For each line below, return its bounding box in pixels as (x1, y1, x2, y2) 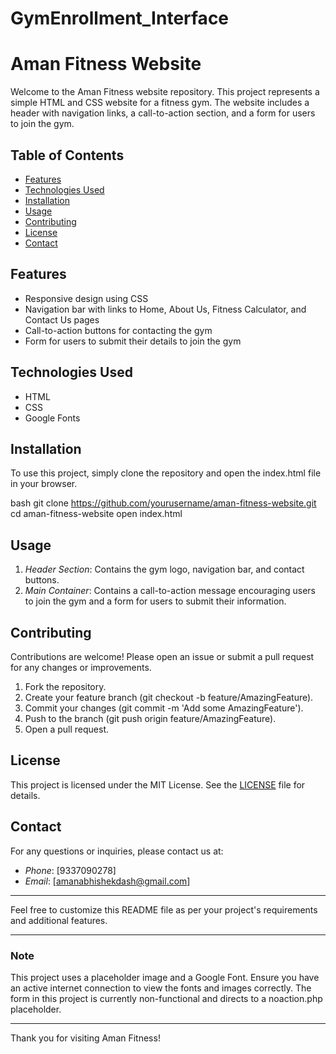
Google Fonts (24, 412, 81, 424)
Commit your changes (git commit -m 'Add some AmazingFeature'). (24, 702, 304, 714)
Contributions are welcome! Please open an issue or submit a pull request (10, 651, 315, 662)
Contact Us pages (24, 313, 100, 326)
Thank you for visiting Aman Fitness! (10, 1032, 161, 1044)
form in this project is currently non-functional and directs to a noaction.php (10, 992, 323, 1004)
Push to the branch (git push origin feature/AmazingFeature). (24, 713, 277, 724)
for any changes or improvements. (10, 662, 152, 673)
